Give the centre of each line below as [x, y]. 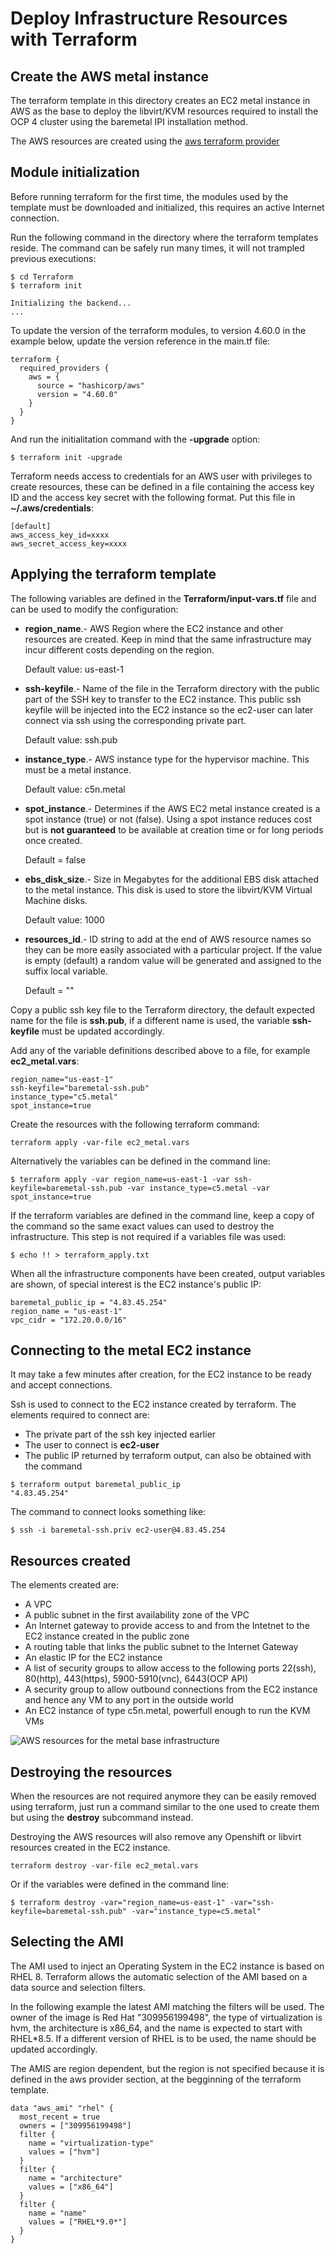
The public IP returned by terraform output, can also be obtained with [168, 1456]
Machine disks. [56, 900]
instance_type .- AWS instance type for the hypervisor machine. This [167, 759]
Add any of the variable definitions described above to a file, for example [160, 1050]
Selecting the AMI [67, 1942]
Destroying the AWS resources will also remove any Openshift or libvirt [156, 1837]
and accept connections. [61, 1385]
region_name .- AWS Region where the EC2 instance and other [154, 628]
